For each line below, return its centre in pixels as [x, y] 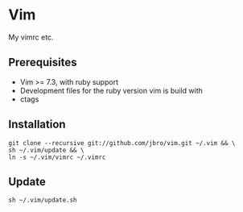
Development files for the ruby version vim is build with [111, 90]
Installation [37, 125]
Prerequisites [43, 62]
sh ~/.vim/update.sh [43, 200]
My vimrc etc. [31, 37]
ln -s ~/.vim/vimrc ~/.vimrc [57, 157]
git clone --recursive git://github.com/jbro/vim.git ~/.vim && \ [122, 143]
